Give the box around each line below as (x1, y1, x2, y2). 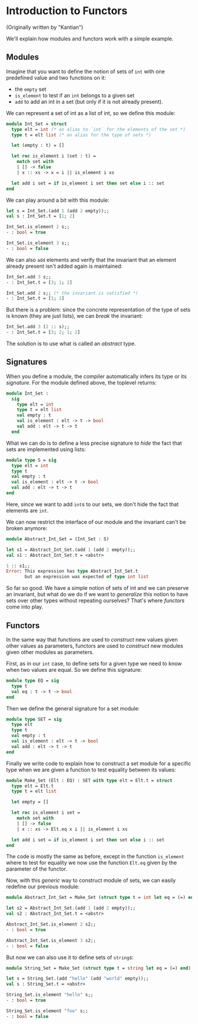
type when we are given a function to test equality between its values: (6, 766, 176, 773)
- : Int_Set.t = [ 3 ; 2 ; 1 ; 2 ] (6, 329, 81, 336)
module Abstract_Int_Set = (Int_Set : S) (6, 536, 110, 542)
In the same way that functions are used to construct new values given (6, 636, 178, 643)
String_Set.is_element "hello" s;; (6, 992, 94, 998)
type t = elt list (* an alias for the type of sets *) (11, 132, 151, 138)
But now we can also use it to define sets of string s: (6, 954, 134, 961)
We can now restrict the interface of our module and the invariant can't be (6, 518, 186, 526)
